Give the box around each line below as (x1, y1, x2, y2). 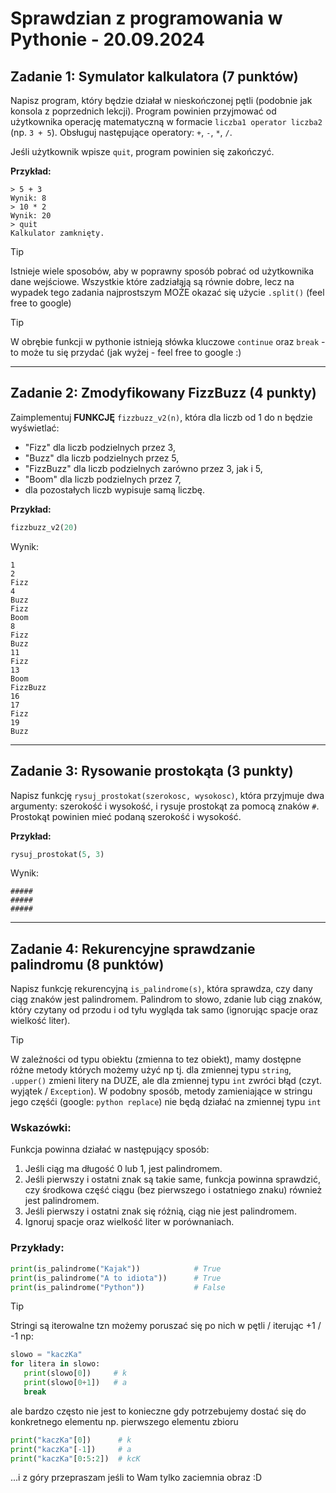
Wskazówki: (10, 1121, 72, 1135)
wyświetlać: (10, 422, 60, 434)
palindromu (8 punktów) (10, 956, 165, 973)
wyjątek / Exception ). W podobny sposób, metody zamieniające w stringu (10, 1085, 313, 1097)
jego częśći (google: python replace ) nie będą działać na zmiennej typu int (10, 1096, 322, 1108)
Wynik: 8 (10, 193, 47, 203)
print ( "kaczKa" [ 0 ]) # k (10, 1435, 132, 1445)
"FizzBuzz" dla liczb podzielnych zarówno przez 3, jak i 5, (24, 462, 263, 474)
